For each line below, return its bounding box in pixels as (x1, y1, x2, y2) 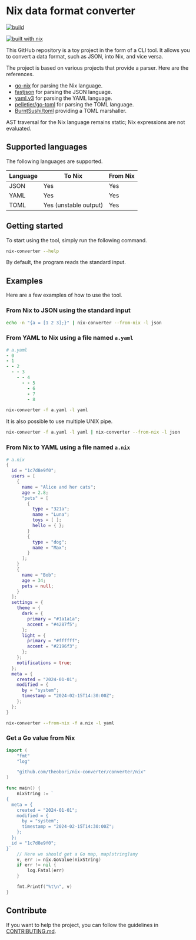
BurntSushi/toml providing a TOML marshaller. (14, 107, 127, 114)
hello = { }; (32, 523, 65, 529)
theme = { (16, 605, 41, 611)
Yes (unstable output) (43, 201, 104, 209)
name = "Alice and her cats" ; (21, 484, 96, 490)
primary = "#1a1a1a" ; (27, 616, 81, 622)
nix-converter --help (6, 248, 59, 254)
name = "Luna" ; (32, 512, 69, 518)
